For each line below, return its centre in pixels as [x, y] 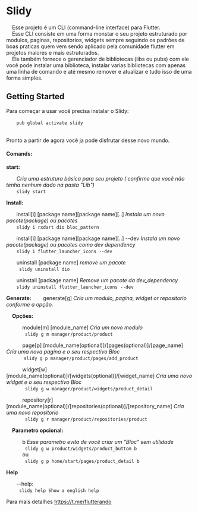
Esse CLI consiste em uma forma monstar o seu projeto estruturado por [99, 33]
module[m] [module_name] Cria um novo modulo [82, 327]
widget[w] [35, 369]
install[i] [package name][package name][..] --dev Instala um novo [98, 238]
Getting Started [35, 97]
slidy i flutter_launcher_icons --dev [65, 251]
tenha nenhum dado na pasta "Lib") [51, 185]
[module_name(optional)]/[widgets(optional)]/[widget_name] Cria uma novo [99, 376]
